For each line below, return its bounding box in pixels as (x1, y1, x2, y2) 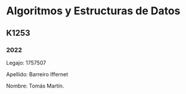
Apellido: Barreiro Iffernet (6, 70, 69, 78)
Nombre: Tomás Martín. (6, 82, 64, 89)
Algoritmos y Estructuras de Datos (6, 4, 181, 18)
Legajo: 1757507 (6, 59, 46, 66)
